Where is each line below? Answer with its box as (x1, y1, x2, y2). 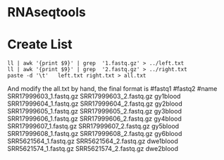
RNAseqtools (7, 4, 86, 20)
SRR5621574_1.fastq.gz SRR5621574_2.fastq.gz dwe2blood (7, 144, 178, 153)
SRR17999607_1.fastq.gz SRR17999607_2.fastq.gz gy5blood (7, 122, 180, 130)
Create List (7, 37, 73, 53)
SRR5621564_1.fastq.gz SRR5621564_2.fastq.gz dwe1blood (7, 137, 178, 145)
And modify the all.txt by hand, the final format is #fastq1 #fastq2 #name (7, 85, 218, 93)
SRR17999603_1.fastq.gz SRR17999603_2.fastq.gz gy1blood (7, 92, 181, 101)
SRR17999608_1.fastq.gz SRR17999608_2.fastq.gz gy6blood (7, 130, 182, 138)
